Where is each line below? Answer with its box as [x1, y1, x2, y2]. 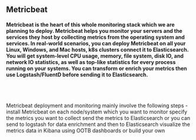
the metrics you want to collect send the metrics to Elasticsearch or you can [6, 114, 191, 121]
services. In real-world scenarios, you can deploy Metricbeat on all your [6, 39, 186, 46]
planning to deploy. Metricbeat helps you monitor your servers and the [6, 27, 182, 34]
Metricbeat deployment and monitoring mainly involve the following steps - [6, 102, 188, 109]
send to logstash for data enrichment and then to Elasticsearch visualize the [6, 121, 190, 128]
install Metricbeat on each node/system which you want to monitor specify [6, 108, 187, 115]
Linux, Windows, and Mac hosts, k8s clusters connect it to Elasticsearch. [6, 46, 189, 53]
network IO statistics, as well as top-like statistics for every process [6, 58, 176, 65]
